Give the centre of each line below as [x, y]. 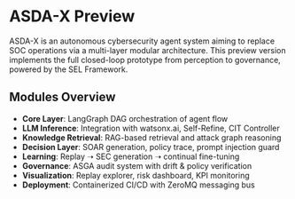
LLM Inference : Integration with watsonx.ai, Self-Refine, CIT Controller [151, 128]
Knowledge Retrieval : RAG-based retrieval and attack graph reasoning [151, 137]
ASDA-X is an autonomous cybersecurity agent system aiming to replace [142, 41]
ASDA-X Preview [72, 16]
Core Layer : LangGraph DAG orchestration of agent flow [125, 118]
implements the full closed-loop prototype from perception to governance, [145, 60]
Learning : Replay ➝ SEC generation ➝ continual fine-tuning [131, 156]
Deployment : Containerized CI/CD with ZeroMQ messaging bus [138, 185]
